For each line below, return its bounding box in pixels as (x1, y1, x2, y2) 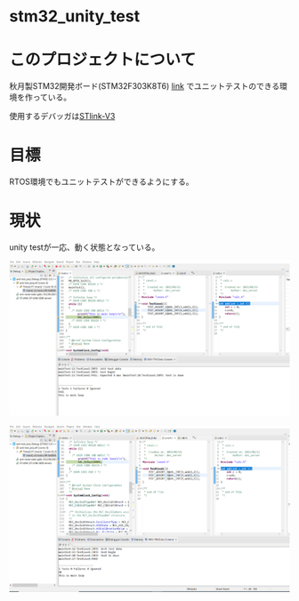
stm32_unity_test (9, 6, 141, 27)
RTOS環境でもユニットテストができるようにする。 (9, 176, 194, 188)
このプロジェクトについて (9, 50, 197, 70)
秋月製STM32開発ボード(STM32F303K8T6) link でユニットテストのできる (9, 81, 280, 92)
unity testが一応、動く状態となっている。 (9, 242, 160, 252)
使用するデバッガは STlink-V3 (9, 111, 116, 122)
